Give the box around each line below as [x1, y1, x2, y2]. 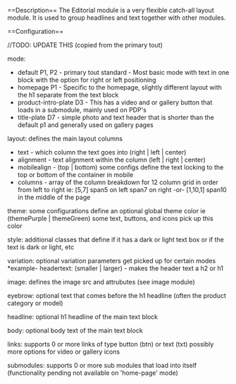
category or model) [7, 299, 63, 307]
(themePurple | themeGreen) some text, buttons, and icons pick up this [7, 215, 213, 222]
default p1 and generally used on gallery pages [17, 121, 154, 129]
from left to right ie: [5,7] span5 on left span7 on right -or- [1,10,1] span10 [17, 186, 227, 193]
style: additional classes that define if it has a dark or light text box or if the [7, 236, 224, 244]
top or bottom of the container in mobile [17, 171, 134, 179]
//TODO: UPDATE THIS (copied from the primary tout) [7, 41, 163, 49]
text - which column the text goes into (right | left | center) [17, 148, 187, 156]
